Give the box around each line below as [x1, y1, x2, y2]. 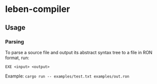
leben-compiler [5, 3, 70, 15]
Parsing [5, 38, 24, 45]
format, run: [5, 55, 30, 61]
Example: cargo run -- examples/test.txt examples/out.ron [5, 73, 130, 79]
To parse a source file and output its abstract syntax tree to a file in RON [5, 49, 153, 55]
